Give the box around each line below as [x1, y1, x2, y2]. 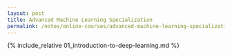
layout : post [7, 10, 45, 17]
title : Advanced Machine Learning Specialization [7, 16, 153, 23]
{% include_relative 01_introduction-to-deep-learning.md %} [7, 42, 180, 50]
